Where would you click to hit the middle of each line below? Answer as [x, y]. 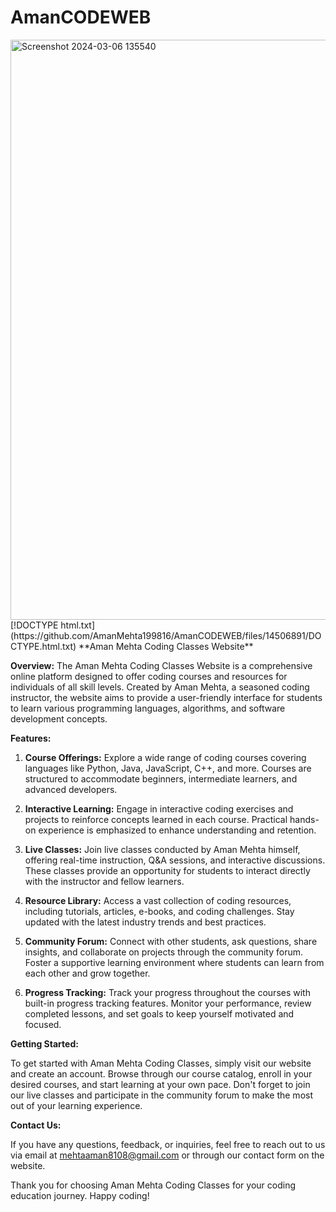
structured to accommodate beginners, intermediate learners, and [161, 778]
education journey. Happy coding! [80, 1195]
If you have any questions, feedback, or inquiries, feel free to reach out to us [168, 1144]
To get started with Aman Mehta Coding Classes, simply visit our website [161, 1063]
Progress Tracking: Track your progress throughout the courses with [167, 992]
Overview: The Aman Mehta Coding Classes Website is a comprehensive [161, 665]
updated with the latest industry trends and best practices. [145, 922]
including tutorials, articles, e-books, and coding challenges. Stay [159, 911]
